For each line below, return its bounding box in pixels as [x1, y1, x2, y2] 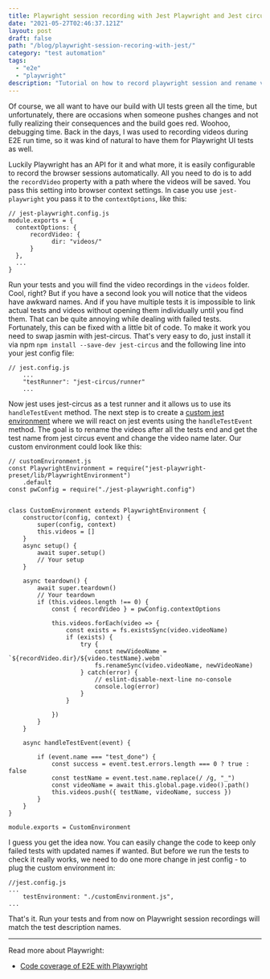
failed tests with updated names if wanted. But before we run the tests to [8, 845, 249, 855]
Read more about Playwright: [8, 945, 104, 955]
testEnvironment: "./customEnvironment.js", [22, 892, 174, 901]
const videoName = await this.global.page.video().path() [51, 781, 250, 789]
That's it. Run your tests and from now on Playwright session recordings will [8, 914, 260, 923]
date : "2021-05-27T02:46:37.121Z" [8, 19, 125, 27]
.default [22, 478, 52, 487]
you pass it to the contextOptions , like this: [46, 194, 187, 204]
